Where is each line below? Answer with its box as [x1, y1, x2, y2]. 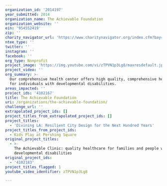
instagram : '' [5, 49, 35, 54]
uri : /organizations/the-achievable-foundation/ [5, 100, 108, 105]
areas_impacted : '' [5, 86, 46, 91]
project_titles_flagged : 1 [5, 165, 61, 170]
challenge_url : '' [5, 104, 43, 109]
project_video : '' [5, 68, 43, 73]
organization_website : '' [5, 21, 59, 26]
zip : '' [5, 30, 21, 35]
